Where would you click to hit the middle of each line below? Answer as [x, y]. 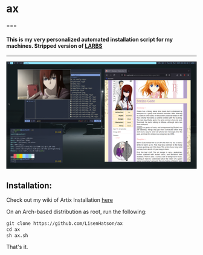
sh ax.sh [17, 236]
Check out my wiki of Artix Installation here [60, 200]
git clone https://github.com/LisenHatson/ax [64, 224]
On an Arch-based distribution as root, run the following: [76, 212]
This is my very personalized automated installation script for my [90, 39]
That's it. [17, 247]
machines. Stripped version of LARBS [54, 46]
